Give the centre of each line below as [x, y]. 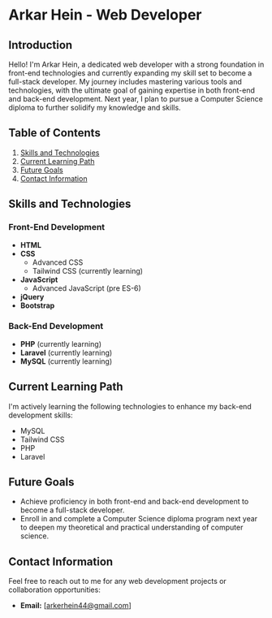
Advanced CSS [58, 262]
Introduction [41, 45]
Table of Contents [55, 133]
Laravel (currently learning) [66, 352]
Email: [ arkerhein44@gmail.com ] [76, 606]
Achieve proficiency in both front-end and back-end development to [134, 502]
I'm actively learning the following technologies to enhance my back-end [130, 406]
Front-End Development [57, 227]
